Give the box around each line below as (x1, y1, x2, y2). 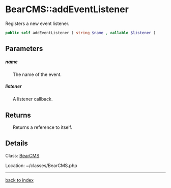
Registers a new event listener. (5, 20, 70, 26)
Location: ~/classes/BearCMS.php (5, 162, 77, 169)
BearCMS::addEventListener (5, 4, 129, 15)
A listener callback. (12, 96, 53, 102)
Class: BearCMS (5, 152, 40, 158)
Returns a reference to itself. (12, 124, 73, 130)
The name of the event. (12, 71, 62, 77)
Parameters (5, 44, 43, 53)
